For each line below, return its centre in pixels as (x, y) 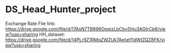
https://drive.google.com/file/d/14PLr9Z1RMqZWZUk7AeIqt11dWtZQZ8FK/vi (85, 40)
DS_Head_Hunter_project (61, 9)
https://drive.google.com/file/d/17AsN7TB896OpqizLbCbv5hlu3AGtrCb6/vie (85, 29)
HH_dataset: (52, 34)
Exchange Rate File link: (31, 23)
